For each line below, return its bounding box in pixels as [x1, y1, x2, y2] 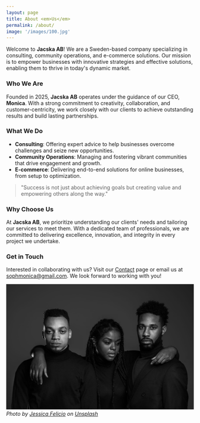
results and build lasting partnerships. [6, 112, 99, 119]
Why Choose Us [6, 205, 54, 213]
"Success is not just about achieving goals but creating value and [20, 184, 182, 191]
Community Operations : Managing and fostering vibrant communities [14, 153, 187, 160]
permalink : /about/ [6, 22, 55, 28]
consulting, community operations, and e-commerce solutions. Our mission [6, 52, 192, 59]
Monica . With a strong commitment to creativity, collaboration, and [6, 99, 171, 107]
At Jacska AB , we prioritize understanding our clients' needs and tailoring [6, 218, 187, 226]
